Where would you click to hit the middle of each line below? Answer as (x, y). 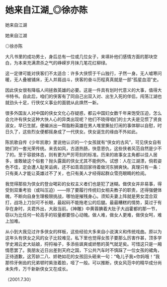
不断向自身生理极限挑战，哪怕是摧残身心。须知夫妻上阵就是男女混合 (83, 196)
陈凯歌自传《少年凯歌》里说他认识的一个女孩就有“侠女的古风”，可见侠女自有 (83, 142)
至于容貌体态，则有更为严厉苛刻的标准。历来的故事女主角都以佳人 (85, 154)
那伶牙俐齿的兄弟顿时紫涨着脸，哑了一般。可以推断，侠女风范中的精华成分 (81, 262)
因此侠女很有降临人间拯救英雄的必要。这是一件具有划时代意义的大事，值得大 (83, 90)
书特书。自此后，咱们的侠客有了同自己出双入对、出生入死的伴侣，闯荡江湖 (81, 96)
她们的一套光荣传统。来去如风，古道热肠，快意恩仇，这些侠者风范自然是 (79, 148)
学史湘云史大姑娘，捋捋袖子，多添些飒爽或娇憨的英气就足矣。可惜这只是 (79, 244)
